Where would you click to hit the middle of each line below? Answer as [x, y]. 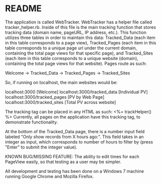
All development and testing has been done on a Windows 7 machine [74, 171]
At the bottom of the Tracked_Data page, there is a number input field [75, 131]
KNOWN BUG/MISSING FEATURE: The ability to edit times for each [72, 156]
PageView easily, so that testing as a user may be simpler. [63, 162]
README [23, 9]
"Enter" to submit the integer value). [41, 147]
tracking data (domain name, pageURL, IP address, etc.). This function [76, 32]
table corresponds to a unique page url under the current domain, [71, 48]
